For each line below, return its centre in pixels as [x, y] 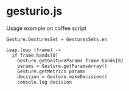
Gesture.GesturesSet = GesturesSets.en [57, 39]
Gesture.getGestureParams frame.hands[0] [70, 60]
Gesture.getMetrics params [51, 71]
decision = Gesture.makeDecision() [62, 77]
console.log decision [44, 82]
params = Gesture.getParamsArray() [62, 66]
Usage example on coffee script [47, 28]
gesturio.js [34, 11]
